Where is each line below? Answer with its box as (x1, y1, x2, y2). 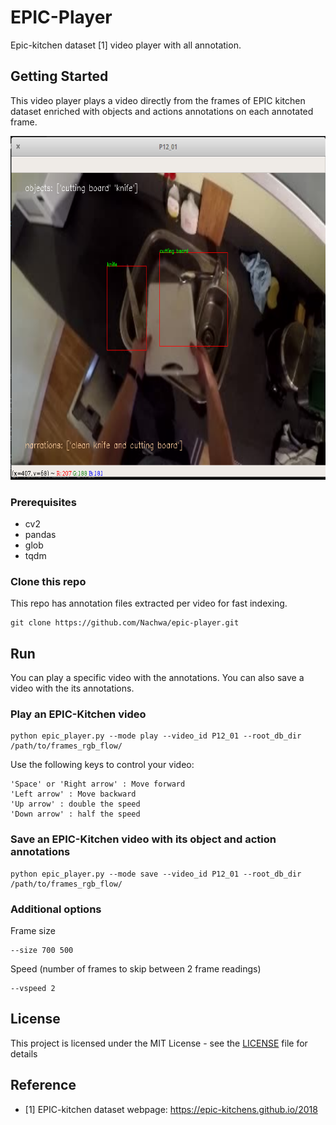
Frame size (10, 925, 56, 937)
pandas (24, 529, 57, 541)
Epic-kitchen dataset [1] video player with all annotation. (10, 39, 242, 51)
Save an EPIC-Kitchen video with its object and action (10, 832, 277, 846)
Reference (10, 1077, 77, 1094)
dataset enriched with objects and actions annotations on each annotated (10, 105, 314, 117)
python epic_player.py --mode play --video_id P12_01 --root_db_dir (10, 731, 302, 741)
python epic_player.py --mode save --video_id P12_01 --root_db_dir (10, 869, 302, 879)
